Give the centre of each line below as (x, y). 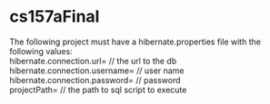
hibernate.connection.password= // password (95, 80)
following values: (41, 51)
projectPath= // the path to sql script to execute (98, 90)
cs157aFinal (55, 17)
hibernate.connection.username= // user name (97, 71)
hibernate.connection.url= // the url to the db (93, 61)
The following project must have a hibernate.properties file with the (135, 42)
